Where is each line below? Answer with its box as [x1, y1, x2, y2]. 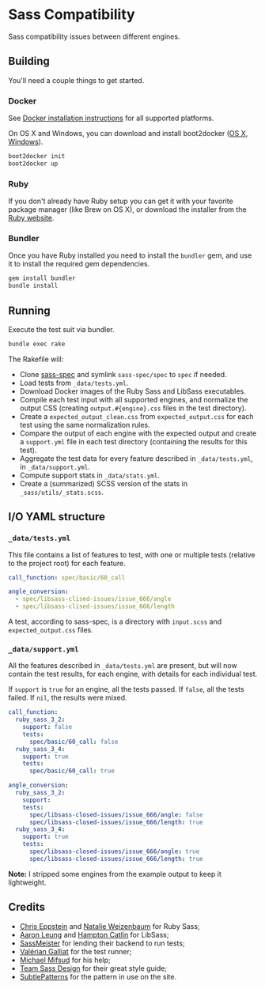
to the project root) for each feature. [8, 558, 127, 568]
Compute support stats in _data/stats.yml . [19, 470, 160, 480]
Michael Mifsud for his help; [19, 955, 111, 964]
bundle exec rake [8, 340, 66, 348]
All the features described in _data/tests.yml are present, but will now [8, 661, 237, 670]
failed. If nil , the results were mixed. [8, 693, 128, 703]
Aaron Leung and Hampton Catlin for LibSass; [19, 930, 169, 939]
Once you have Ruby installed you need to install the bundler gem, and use [8, 251, 252, 260]
